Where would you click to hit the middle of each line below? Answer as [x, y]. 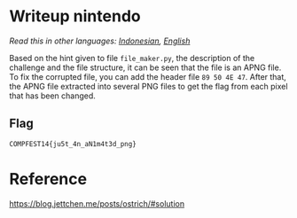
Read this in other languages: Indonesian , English [100, 41]
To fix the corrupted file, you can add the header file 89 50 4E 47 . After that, [148, 76]
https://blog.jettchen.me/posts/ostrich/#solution [97, 203]
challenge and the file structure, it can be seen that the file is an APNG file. [145, 67]
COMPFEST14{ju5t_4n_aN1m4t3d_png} [73, 144]
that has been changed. [52, 96]
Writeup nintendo [75, 16]
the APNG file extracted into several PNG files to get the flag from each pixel [148, 86]
